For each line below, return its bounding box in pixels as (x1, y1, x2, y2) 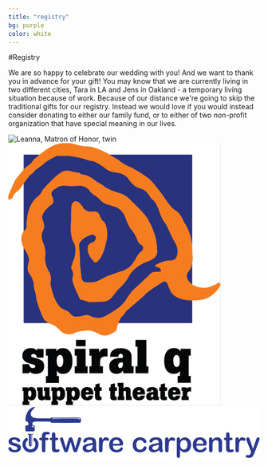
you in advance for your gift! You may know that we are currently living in (8, 77, 249, 86)
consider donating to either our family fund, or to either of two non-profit (8, 110, 247, 120)
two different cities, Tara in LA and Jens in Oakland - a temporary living (8, 85, 242, 95)
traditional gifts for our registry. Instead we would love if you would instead (8, 102, 254, 112)
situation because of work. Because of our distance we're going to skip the (8, 93, 255, 103)
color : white (8, 30, 52, 38)
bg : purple (8, 21, 45, 30)
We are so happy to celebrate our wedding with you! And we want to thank (8, 68, 254, 77)
